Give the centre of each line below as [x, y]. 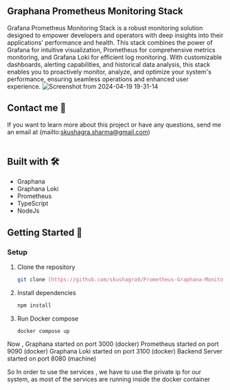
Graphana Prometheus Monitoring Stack [95, 11]
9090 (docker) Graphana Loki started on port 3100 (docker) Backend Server [115, 351]
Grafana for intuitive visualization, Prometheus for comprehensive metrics [111, 50]
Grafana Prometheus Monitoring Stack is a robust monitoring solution [105, 28]
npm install [34, 305]
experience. [24, 86]
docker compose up [43, 331]
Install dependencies [47, 293]
